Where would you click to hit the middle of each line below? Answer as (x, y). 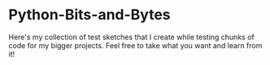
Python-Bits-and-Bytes (89, 15)
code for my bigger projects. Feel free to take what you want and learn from (135, 45)
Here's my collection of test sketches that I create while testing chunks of (131, 37)
